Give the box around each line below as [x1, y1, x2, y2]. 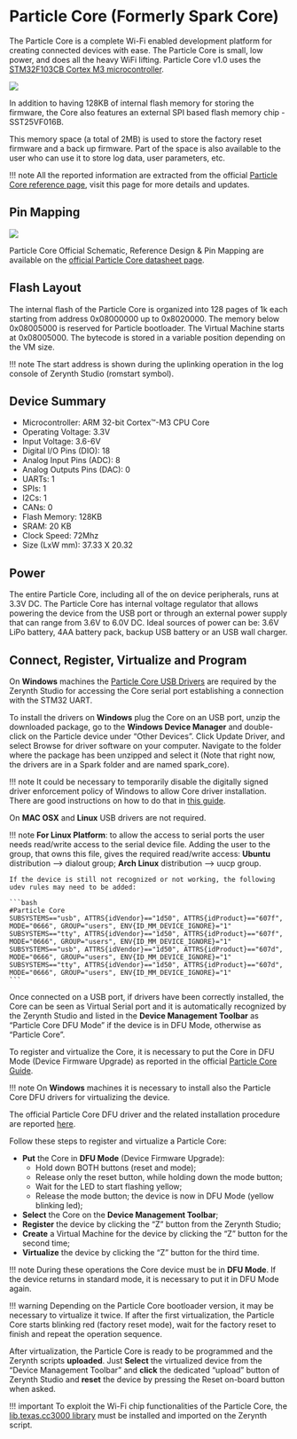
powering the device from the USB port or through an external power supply [9, 608, 288, 618]
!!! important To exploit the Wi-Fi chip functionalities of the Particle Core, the [9, 1401, 288, 1411]
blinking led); [35, 1200, 83, 1210]
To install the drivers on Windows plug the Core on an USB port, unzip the [9, 712, 281, 722]
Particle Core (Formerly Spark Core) [9, 6, 279, 27]
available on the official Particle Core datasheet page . [9, 255, 206, 265]
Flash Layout [9, 280, 82, 295]
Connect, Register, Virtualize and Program [9, 652, 247, 667]
